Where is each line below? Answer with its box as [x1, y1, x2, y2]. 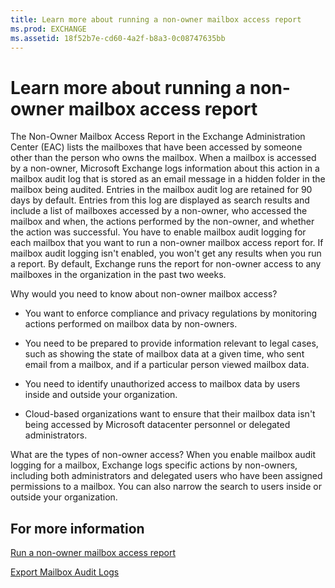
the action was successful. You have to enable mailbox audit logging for [10, 226, 307, 238]
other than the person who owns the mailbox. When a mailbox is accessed [10, 152, 317, 164]
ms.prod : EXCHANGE [10, 24, 87, 34]
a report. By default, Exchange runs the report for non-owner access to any [10, 258, 322, 270]
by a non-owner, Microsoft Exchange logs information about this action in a [10, 162, 320, 175]
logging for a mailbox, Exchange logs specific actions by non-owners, [10, 459, 298, 471]
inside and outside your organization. [24, 389, 178, 401]
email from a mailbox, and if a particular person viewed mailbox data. [24, 359, 310, 371]
